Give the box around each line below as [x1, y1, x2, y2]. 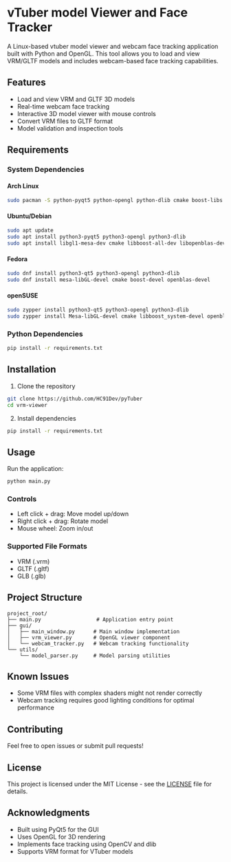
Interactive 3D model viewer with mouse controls [16, 109, 156, 118]
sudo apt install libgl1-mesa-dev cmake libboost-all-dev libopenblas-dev [7, 240, 226, 247]
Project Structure [7, 592, 82, 604]
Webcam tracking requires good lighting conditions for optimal [16, 696, 195, 705]
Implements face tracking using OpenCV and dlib [16, 840, 157, 848]
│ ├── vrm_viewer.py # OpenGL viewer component [7, 634, 170, 641]
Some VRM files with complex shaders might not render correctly [16, 689, 203, 697]
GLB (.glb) [16, 572, 46, 580]
